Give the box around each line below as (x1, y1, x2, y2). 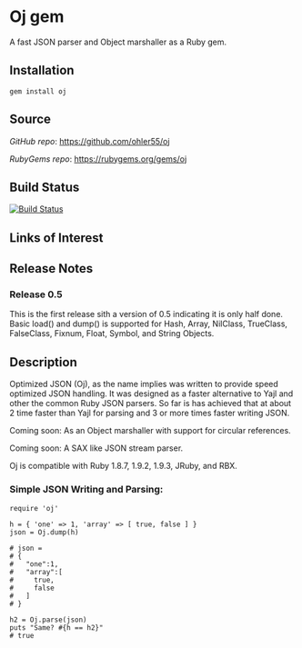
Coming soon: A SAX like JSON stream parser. (9, 443, 184, 454)
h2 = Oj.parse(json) (9, 615, 88, 624)
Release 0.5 (9, 288, 63, 301)
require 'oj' (9, 503, 59, 513)
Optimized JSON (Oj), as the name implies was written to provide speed (9, 379, 279, 390)
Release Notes (9, 261, 94, 276)
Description (9, 354, 77, 370)
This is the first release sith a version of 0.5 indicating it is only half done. (9, 309, 284, 320)
